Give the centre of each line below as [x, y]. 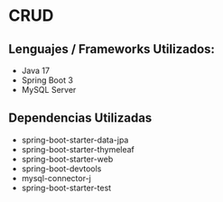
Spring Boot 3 [47, 80]
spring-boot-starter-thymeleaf [78, 149]
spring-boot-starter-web [67, 159]
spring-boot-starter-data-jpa [75, 140]
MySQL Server [49, 90]
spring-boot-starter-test [66, 188]
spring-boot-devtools [61, 169]
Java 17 [36, 70]
